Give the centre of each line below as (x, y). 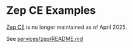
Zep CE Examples (51, 10)
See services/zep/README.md (45, 38)
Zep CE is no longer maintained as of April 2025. (66, 27)
